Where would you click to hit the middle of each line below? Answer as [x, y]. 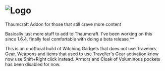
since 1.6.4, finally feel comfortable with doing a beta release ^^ [70, 39]
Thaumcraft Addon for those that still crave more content [63, 24]
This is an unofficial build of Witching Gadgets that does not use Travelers [81, 48]
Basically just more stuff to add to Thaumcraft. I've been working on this [79, 34]
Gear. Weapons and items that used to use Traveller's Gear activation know [82, 54]
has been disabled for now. [33, 64]
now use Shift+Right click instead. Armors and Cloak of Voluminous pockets [83, 59]
